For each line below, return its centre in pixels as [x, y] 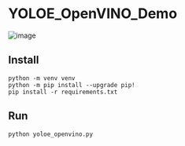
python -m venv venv [42, 78]
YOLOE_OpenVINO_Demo [93, 14]
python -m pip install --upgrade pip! [72, 85]
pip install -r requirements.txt [63, 92]
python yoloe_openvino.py [50, 134]
